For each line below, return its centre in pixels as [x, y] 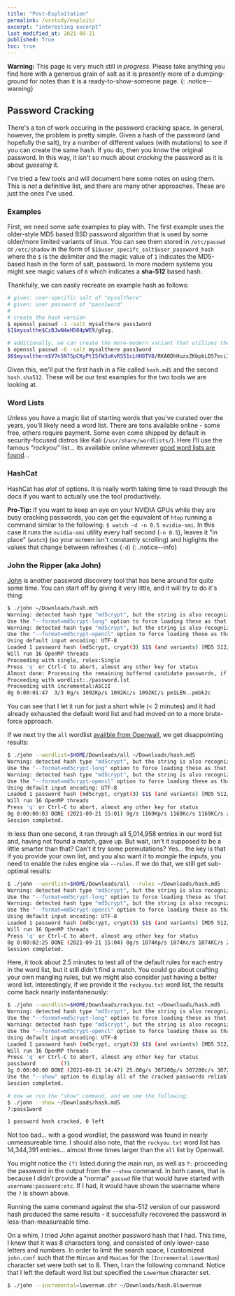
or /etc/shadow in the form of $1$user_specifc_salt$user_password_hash [111, 249]
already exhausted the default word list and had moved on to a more [106, 714]
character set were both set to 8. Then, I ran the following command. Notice [116, 1265]
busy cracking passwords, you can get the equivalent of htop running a [110, 517]
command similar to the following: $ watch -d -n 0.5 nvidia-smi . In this [111, 525]
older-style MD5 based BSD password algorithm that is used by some [108, 234]
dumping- [211, 74]
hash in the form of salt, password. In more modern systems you [120, 264]
